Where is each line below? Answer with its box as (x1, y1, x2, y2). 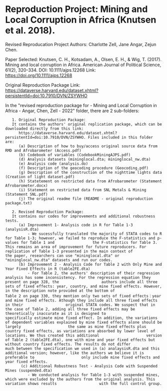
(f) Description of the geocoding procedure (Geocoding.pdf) (18, 165, 149, 171)
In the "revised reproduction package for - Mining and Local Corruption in (5, 102, 157, 108)
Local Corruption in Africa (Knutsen (5, 14, 156, 26)
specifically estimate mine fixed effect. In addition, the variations (5, 315, 157, 320)
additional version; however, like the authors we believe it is (5, 350, 144, 355)
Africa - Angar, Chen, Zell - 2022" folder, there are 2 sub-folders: (5, 108, 139, 114)
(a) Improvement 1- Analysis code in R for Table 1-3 (18, 222, 133, 227)
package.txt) (5, 200, 32, 206)
